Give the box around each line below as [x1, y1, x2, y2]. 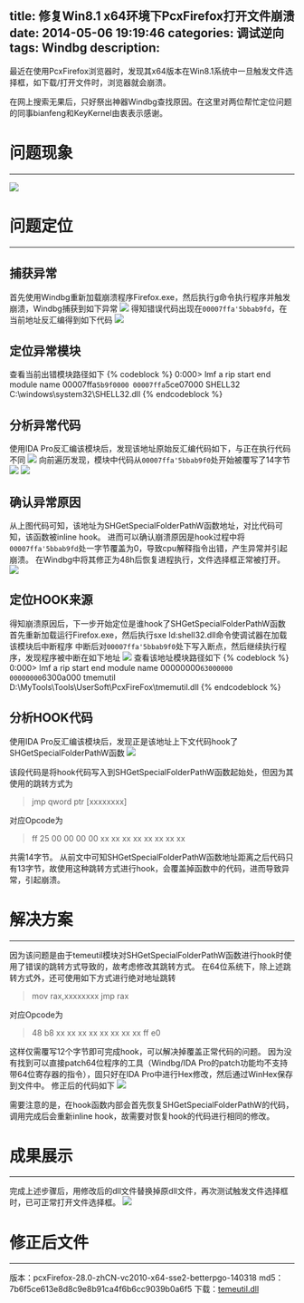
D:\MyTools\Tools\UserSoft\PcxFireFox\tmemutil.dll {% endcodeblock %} [9, 681, 282, 692]
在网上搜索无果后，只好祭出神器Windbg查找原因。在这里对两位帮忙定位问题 [9, 96, 292, 107]
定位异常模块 [9, 343, 81, 358]
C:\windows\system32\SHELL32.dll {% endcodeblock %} [9, 389, 223, 400]
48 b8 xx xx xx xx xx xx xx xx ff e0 [31, 1027, 161, 1038]
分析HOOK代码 [9, 710, 93, 725]
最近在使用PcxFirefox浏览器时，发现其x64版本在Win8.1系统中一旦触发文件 [9, 65, 286, 76]
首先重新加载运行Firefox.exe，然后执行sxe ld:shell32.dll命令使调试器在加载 [9, 629, 288, 640]
